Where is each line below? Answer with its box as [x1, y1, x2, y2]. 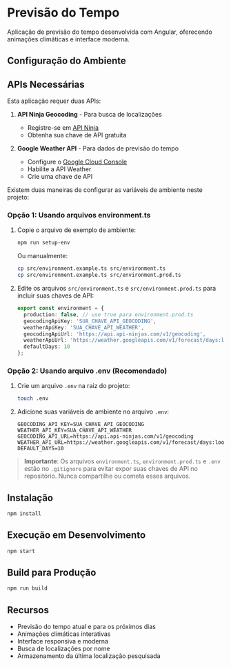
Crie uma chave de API [27, 173, 93, 181]
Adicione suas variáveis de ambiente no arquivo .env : [17, 407, 170, 416]
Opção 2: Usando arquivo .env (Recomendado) [7, 366, 168, 376]
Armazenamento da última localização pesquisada [17, 652, 161, 660]
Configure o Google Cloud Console [27, 157, 128, 166]
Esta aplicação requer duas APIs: [7, 97, 101, 105]
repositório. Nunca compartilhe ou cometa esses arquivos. [23, 472, 191, 481]
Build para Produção [7, 567, 97, 578]
